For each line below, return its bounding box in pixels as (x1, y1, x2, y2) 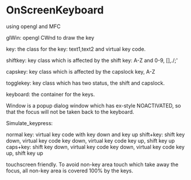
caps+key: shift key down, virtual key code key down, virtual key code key (6, 143, 185, 150)
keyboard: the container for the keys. (6, 91, 95, 98)
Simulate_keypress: (6, 119, 53, 126)
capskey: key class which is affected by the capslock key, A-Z (6, 68, 156, 75)
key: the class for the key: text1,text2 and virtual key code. (6, 45, 146, 53)
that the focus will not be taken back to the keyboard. (6, 108, 134, 115)
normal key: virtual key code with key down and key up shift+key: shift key (6, 131, 185, 138)
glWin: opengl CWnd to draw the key (6, 34, 95, 41)
